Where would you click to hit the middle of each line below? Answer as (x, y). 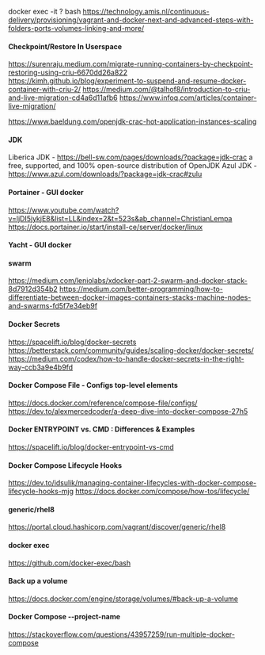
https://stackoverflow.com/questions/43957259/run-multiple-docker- (122, 634)
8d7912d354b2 (33, 289)
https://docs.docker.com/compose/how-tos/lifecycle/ (162, 492)
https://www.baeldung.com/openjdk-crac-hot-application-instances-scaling (132, 121)
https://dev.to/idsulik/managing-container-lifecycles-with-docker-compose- (132, 483)
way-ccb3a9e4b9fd (41, 367)
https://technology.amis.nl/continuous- (146, 11)
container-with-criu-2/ (45, 90)
